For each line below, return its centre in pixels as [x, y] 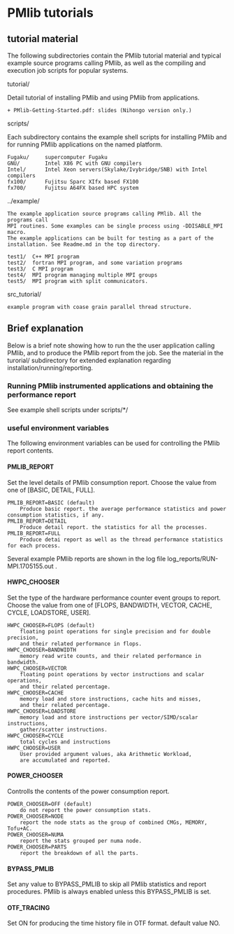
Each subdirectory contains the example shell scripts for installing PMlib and [117, 137]
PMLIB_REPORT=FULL [34, 533]
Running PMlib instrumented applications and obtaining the [110, 385]
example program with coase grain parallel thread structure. [100, 307]
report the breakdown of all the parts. [79, 853]
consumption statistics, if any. [56, 515]
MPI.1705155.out [30, 566]
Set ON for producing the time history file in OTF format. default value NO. [114, 923]
